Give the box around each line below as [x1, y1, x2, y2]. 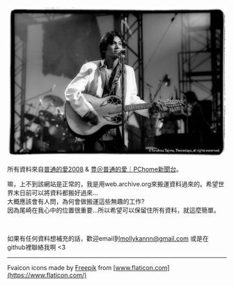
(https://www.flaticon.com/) [7, 271, 87, 280]
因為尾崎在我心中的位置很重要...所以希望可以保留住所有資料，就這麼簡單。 [7, 206, 221, 215]
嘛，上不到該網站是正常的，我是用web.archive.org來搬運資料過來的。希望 [7, 180, 219, 188]
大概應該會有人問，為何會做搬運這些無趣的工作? [7, 197, 145, 206]
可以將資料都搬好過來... [31, 188, 99, 197]
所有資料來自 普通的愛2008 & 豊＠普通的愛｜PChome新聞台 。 [7, 165, 183, 174]
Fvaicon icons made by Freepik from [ [7, 264, 116, 272]
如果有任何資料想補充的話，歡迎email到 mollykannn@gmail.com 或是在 [7, 234, 209, 243]
